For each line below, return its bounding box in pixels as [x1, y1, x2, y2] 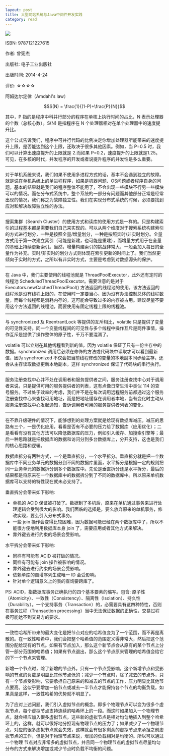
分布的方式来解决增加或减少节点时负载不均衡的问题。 [5, 745, 116, 752]
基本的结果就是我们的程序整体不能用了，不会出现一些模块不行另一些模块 [14, 184, 164, 190]
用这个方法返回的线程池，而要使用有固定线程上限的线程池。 [5, 303, 129, 309]
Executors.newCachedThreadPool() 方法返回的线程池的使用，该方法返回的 [5, 285, 160, 291]
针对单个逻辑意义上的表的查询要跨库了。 [12, 578, 97, 584]
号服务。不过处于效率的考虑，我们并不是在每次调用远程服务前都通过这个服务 [5, 389, 164, 395]
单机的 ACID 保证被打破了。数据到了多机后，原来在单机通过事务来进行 [12, 500, 158, 506]
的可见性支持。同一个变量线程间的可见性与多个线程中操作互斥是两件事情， [5, 325, 159, 331]
